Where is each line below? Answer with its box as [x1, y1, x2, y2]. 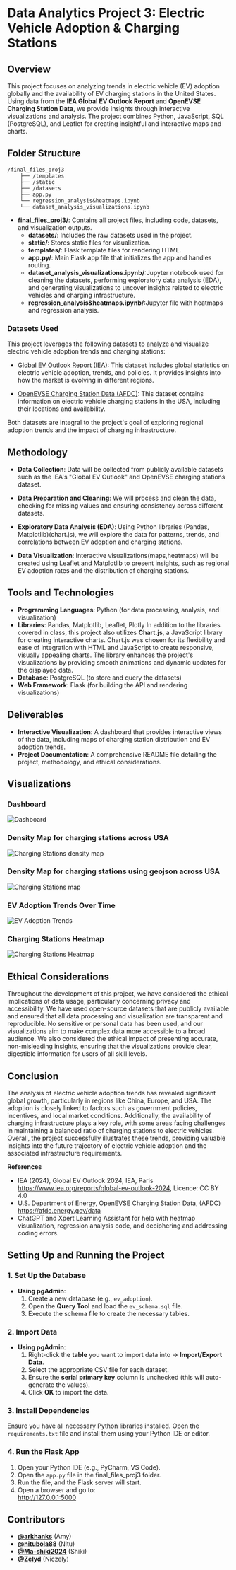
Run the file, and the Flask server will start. [17, 1478, 142, 1487]
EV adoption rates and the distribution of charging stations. [17, 566, 190, 574]
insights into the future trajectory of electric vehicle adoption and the [7, 1141, 207, 1150]
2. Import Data [7, 1327, 58, 1337]
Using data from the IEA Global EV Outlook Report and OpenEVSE [7, 97, 201, 105]
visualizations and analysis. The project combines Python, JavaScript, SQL [7, 112, 224, 120]
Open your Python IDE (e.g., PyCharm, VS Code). [17, 1463, 161, 1472]
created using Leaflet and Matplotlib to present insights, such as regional [17, 559, 230, 567]
